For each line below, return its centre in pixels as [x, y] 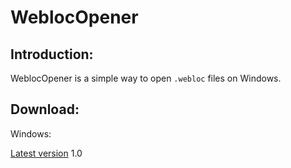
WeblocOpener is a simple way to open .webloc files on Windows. [146, 78]
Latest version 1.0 [46, 153]
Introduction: [52, 54]
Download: [45, 109]
